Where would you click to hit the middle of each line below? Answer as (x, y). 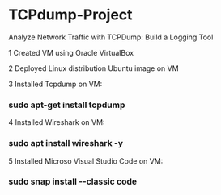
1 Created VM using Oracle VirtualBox (71, 52)
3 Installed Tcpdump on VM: (55, 84)
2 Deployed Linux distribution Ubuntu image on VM (94, 68)
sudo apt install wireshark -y (66, 143)
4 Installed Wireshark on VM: (57, 122)
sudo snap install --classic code (73, 181)
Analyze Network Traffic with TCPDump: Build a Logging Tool (111, 37)
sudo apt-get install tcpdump (67, 105)
